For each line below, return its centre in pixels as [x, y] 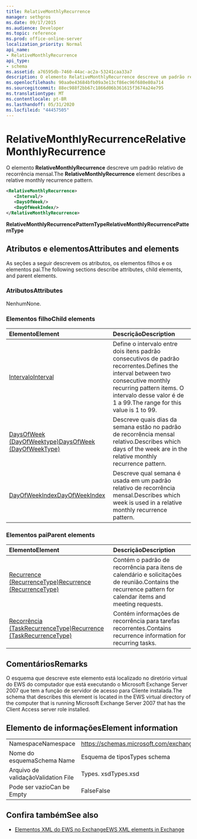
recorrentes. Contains [142, 629]
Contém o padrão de [141, 560]
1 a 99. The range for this [147, 403]
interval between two [142, 373]
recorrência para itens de [148, 567]
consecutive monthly [142, 381]
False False [96, 791]
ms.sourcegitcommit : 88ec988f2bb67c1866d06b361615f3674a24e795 [85, 88]
